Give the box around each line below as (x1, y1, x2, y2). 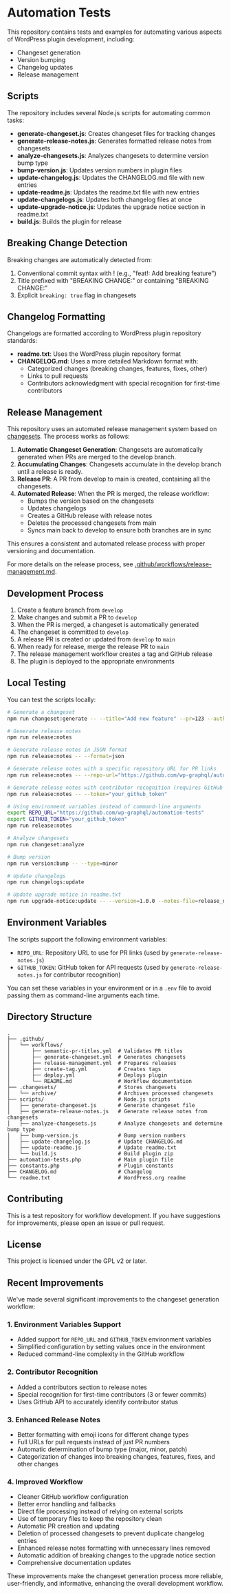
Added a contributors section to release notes (16, 1383, 148, 1391)
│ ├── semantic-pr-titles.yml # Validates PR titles (7, 1047, 184, 1055)
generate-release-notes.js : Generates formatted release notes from (16, 137, 212, 145)
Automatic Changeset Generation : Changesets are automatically (16, 446, 203, 454)
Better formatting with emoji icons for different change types (16, 1431, 189, 1439)
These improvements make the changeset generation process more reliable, (7, 1572, 223, 1580)
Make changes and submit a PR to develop (16, 613, 137, 621)
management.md (7, 568, 56, 576)
